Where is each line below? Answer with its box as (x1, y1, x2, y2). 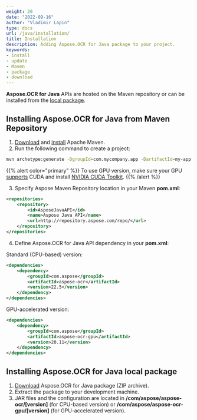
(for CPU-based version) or (49, 401, 116, 408)
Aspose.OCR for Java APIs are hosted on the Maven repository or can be (6, 91, 185, 98)
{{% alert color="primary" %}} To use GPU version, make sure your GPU (6, 167, 183, 174)
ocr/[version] (14, 401, 48, 408)
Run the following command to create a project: (14, 145, 131, 152)
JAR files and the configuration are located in (14, 395, 125, 401)
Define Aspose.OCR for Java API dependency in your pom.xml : (14, 239, 169, 246)
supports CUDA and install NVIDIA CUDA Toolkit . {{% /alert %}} (6, 173, 161, 180)
